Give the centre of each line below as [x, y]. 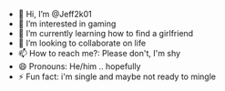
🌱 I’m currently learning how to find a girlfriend [106, 33]
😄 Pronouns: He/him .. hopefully [79, 66]
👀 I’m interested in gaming [67, 24]
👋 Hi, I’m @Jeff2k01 [55, 14]
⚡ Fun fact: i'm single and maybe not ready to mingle [117, 76]
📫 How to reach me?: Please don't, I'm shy [99, 53]
